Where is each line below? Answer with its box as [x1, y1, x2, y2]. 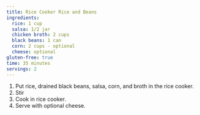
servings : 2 [6, 65, 37, 72]
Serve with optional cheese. [15, 102, 86, 109]
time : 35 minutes [6, 60, 51, 66]
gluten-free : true [6, 54, 53, 61]
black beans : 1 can [12, 37, 62, 43]
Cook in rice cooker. [15, 95, 66, 103]
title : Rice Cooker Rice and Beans [6, 9, 97, 15]
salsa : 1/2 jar [12, 26, 51, 32]
